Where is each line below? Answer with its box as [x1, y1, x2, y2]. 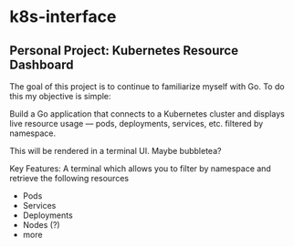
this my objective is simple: [9, 91, 111, 101]
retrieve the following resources [9, 173, 130, 183]
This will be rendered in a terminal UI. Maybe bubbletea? [9, 146, 222, 156]
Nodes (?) [22, 220, 61, 230]
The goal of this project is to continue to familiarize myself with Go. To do [9, 81, 285, 92]
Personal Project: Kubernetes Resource [9, 43, 239, 58]
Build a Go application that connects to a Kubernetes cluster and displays [9, 108, 285, 119]
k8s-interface [9, 6, 117, 27]
